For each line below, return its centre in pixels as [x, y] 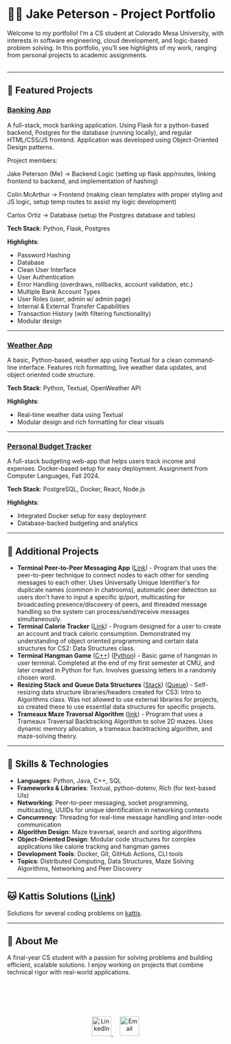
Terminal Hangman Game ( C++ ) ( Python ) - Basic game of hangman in [117, 656]
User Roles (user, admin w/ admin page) [74, 299]
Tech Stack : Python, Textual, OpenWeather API [74, 387]
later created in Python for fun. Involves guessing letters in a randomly [117, 670]
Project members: [32, 160]
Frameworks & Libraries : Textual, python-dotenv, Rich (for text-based [117, 788]
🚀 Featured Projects [50, 90]
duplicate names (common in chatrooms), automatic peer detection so [117, 590]
